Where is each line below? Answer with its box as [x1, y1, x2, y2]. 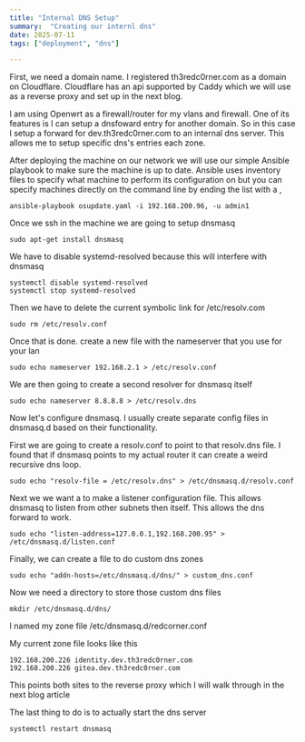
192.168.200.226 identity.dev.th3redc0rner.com [9, 656, 193, 665]
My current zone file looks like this [9, 638, 138, 649]
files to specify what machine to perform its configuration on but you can [9, 175, 283, 185]
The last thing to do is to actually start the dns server [9, 707, 207, 718]
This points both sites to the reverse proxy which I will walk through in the [9, 679, 285, 691]
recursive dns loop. [9, 459, 82, 470]
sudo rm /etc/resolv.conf [9, 320, 107, 329]
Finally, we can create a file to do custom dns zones [9, 554, 204, 565]
